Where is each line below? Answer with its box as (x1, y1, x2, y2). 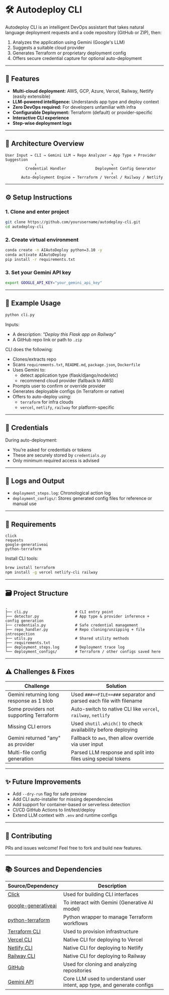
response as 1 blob (8, 697, 53, 704)
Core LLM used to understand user (63, 975, 146, 982)
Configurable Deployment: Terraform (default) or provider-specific (12, 109, 152, 115)
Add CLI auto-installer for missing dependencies (12, 796, 113, 802)
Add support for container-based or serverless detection (12, 802, 131, 808)
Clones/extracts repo (12, 356, 57, 362)
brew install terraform (5, 565, 55, 571)
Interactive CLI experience (12, 114, 69, 121)
